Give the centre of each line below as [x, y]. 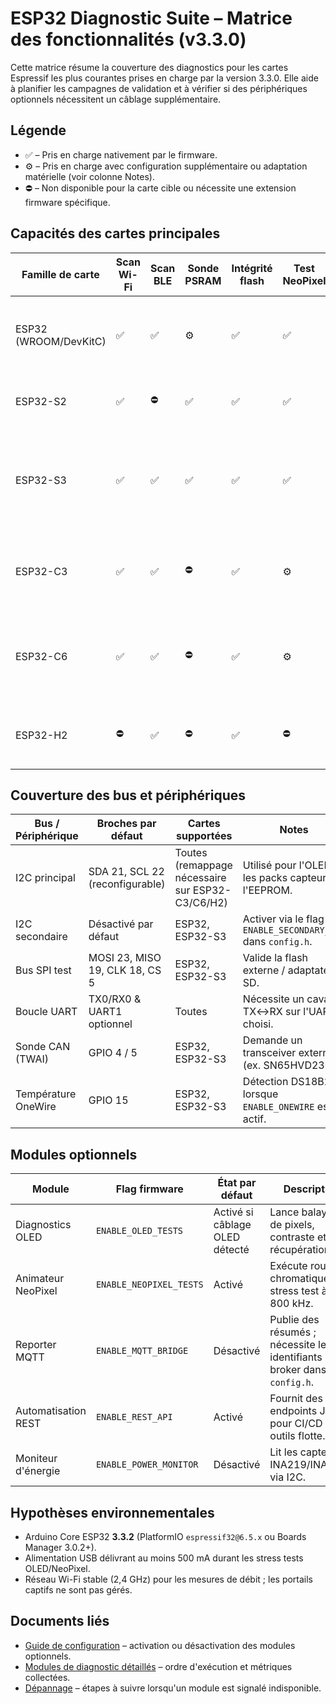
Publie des [294, 1320]
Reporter [36, 1345]
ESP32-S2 [41, 401]
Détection [265, 1082]
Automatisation [51, 1411]
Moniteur [36, 1459]
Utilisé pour [269, 865]
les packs [265, 878]
